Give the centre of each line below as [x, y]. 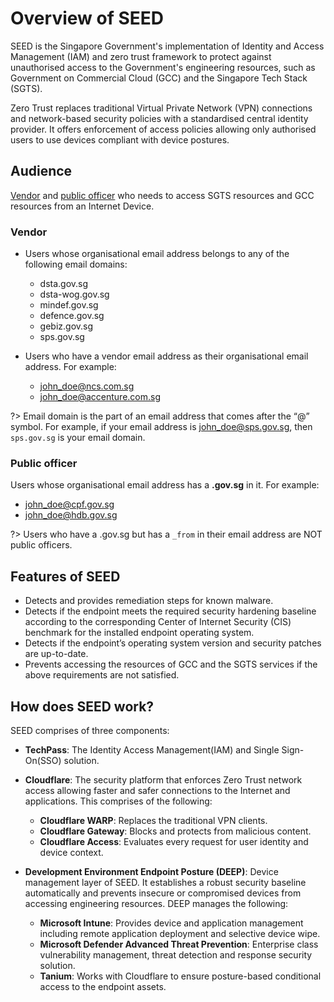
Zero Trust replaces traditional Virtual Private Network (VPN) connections [161, 108]
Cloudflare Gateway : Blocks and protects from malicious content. [175, 831]
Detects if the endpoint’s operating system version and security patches [173, 643]
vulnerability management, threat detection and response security [176, 954]
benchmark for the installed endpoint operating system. [139, 633]
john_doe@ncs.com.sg [87, 386]
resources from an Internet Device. [82, 206]
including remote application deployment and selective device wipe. [180, 933]
